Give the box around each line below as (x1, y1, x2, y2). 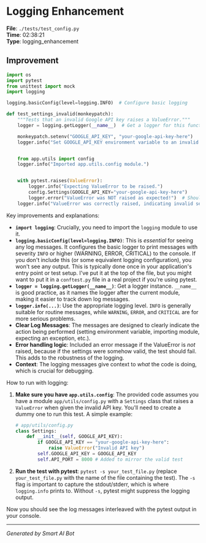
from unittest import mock (6, 83, 75, 90)
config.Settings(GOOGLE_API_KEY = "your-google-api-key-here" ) (28, 189, 188, 195)
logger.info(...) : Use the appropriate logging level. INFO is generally (15, 302, 191, 309)
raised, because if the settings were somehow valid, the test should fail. (15, 347, 197, 355)
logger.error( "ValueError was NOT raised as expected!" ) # (28, 194, 185, 201)
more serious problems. (15, 315, 75, 322)
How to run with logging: (6, 379, 69, 386)
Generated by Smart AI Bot (6, 530, 75, 537)
